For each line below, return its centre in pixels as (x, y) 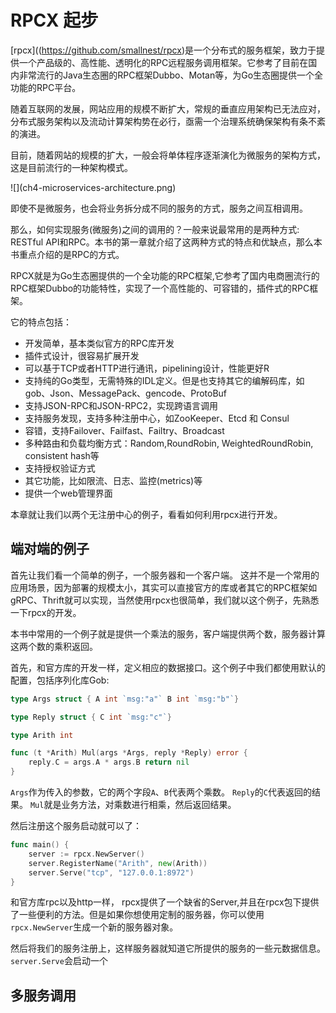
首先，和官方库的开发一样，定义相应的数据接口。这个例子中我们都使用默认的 (168, 667)
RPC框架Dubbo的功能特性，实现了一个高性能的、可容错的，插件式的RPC (160, 288)
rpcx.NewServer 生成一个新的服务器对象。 (94, 927)
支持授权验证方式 (60, 468)
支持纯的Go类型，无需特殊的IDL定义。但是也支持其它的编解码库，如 (164, 380)
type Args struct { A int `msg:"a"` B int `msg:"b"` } (125, 699)
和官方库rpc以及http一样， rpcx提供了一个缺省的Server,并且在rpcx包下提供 (165, 902)
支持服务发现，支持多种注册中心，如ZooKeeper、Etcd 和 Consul (157, 418)
